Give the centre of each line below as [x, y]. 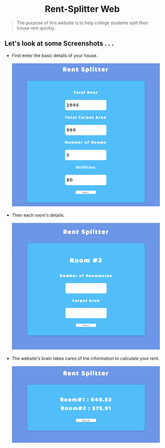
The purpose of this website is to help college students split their [82, 23]
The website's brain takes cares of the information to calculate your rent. [85, 359]
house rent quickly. [36, 28]
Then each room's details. [38, 215]
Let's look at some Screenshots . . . [59, 44]
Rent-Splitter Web [82, 9]
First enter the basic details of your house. [55, 55]
